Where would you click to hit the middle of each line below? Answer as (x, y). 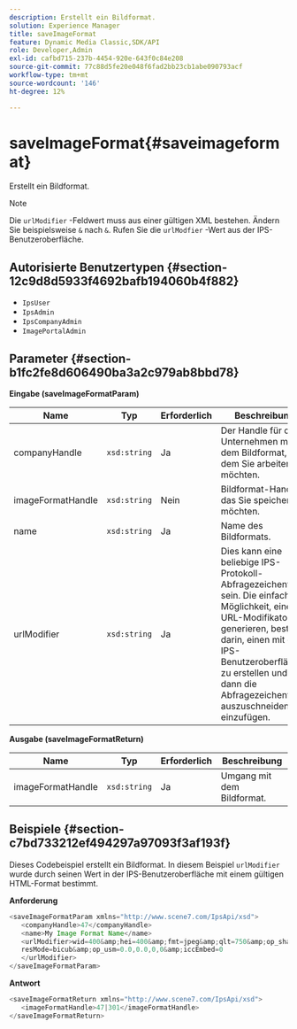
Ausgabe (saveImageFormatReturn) (76, 739)
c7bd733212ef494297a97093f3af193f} (120, 843)
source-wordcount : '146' (55, 83)
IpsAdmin (38, 313)
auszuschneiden (255, 707)
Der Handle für (251, 430)
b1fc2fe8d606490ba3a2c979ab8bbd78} (124, 372)
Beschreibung (252, 761)
